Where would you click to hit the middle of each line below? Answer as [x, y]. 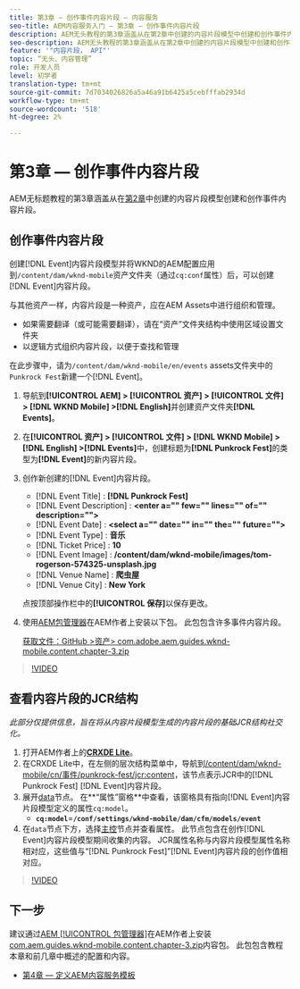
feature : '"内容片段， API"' [60, 51]
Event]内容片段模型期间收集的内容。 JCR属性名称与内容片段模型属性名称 [156, 840]
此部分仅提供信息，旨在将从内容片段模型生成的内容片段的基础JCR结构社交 [146, 722]
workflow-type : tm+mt [50, 101]
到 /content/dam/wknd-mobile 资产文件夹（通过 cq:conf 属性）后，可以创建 [142, 274]
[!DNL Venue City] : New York [90, 584]
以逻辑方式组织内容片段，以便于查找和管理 [100, 346]
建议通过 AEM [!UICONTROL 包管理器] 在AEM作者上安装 [110, 934]
